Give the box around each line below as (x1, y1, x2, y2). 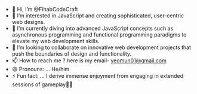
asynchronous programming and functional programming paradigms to (11, 31, 187, 38)
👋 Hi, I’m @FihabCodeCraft (11, 6, 78, 13)
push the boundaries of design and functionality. (11, 50, 132, 57)
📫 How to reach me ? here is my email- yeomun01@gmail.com (11, 57, 167, 64)
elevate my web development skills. (11, 38, 100, 44)
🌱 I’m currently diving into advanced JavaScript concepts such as (11, 25, 174, 32)
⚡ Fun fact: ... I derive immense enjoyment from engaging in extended (11, 72, 184, 79)
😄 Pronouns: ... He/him (11, 66, 70, 72)
